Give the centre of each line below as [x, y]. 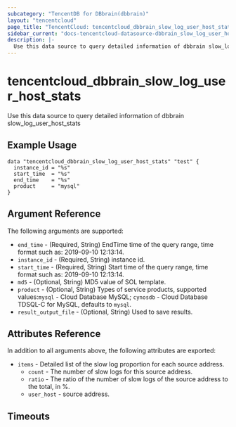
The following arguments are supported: [66, 231]
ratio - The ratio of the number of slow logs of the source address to [128, 379]
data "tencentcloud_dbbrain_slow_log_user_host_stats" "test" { [103, 161]
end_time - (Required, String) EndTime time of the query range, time [116, 244]
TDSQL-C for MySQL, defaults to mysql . [74, 304]
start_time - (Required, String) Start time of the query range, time [113, 267]
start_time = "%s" [42, 174]
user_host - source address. [69, 394]
